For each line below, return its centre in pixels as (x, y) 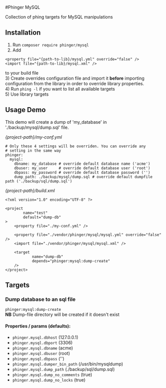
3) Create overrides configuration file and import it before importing (75, 78)
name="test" (36, 213)
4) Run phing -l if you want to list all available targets (60, 89)
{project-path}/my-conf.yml (34, 137)
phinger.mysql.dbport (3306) (42, 342)
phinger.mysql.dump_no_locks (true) (49, 379)
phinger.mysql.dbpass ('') (38, 358)
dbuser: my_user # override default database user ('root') (82, 168)
